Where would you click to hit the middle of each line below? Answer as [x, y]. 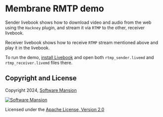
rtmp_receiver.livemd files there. [39, 62]
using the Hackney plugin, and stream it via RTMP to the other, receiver [75, 27]
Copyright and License [41, 78]
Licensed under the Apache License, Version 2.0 [55, 109]
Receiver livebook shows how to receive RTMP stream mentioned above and [82, 42]
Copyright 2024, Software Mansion [41, 90]
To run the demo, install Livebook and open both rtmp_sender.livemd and [80, 57]
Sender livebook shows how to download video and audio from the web [78, 22]
